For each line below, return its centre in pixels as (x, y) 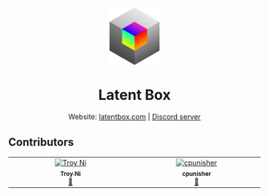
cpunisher (197, 174)
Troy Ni (70, 174)
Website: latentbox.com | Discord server (134, 117)
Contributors (41, 142)
